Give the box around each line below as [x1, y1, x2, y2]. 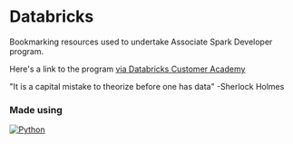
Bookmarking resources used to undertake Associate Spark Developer [9, 36, 273, 47]
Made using [9, 103, 63, 116]
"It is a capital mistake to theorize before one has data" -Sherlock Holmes [9, 81, 285, 91]
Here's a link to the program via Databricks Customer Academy [9, 63, 246, 74]
